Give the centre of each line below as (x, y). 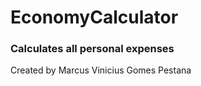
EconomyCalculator (94, 17)
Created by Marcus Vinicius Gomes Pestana (101, 70)
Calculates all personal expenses (92, 49)
